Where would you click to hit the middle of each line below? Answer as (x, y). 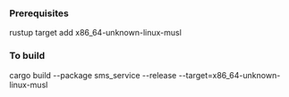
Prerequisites (39, 13)
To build (27, 56)
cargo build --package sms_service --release (93, 75)
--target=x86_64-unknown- (229, 75)
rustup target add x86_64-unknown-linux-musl (95, 33)
